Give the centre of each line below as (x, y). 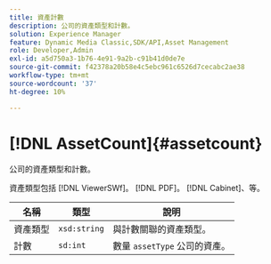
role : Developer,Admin (51, 51)
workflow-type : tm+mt (49, 76)
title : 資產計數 (37, 17)
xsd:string (81, 229)
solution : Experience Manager (66, 34)
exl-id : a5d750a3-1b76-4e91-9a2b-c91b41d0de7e (97, 59)
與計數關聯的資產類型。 (162, 229)
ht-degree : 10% (37, 92)
